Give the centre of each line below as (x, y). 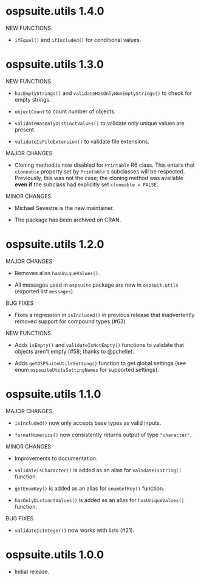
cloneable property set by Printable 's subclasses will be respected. (100, 171)
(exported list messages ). (44, 291)
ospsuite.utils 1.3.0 (55, 65)
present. (25, 130)
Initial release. (32, 571)
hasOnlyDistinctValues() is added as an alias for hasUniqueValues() (99, 500)
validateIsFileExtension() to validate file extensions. (82, 141)
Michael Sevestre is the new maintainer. (64, 208)
